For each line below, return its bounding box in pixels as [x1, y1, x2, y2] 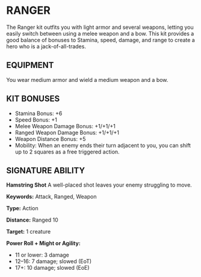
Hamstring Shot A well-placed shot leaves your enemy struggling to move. [6, 181, 193, 188]
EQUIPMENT [6, 60, 54, 70]
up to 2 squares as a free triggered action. [14, 148, 120, 155]
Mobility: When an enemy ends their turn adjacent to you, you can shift [14, 142, 191, 149]
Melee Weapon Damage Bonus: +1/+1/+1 [14, 122, 116, 129]
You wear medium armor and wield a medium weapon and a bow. [6, 76, 169, 83]
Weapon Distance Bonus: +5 [14, 135, 86, 142]
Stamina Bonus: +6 [14, 110, 63, 117]
